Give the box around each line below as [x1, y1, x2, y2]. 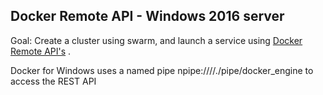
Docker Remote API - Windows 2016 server [10, 8, 285, 25]
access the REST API [10, 75, 97, 87]
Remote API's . [10, 45, 72, 57]
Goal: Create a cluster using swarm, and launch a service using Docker [10, 34, 303, 46]
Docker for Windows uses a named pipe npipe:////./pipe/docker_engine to [10, 64, 314, 76]
